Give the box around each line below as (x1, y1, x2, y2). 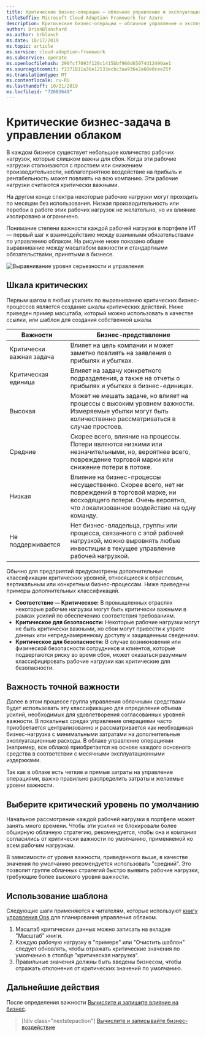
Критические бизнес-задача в (6, 115, 171, 129)
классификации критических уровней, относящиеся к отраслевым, (6, 574, 184, 581)
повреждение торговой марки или (70, 455, 174, 464)
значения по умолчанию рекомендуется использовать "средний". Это (6, 860, 192, 868)
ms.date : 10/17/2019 (6, 37, 59, 44)
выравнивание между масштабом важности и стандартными (6, 243, 168, 251)
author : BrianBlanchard (6, 26, 67, 33)
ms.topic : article (6, 44, 53, 50)
